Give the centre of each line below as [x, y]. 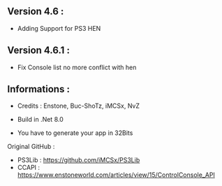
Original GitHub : [31, 147]
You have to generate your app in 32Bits [75, 133]
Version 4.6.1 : [38, 51]
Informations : [38, 89]
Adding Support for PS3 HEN [59, 28]
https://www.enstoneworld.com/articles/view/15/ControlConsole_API [116, 175]
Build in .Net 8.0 [40, 120]
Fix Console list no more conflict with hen [77, 67]
